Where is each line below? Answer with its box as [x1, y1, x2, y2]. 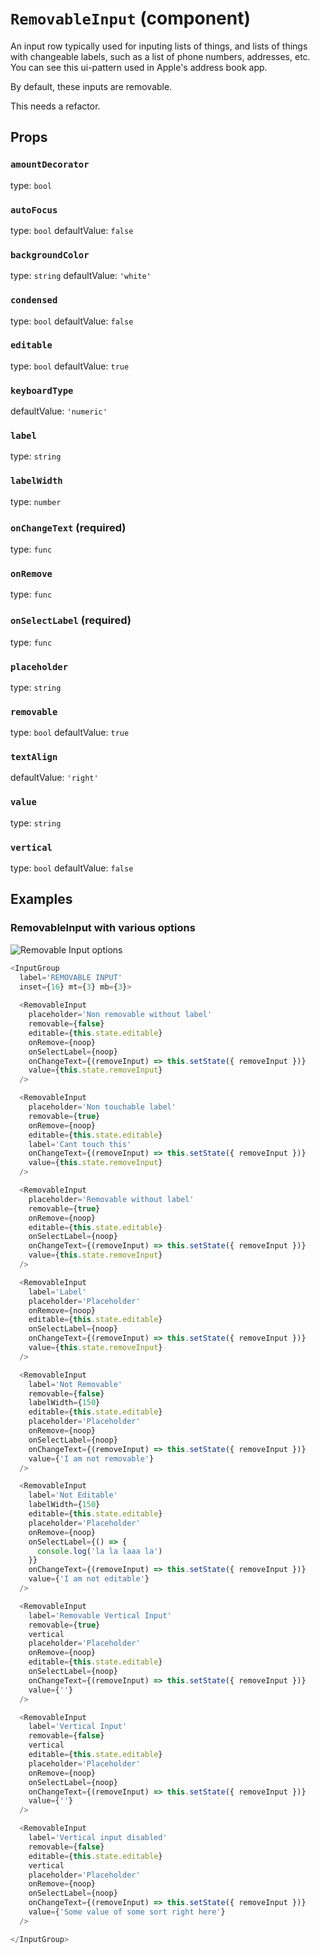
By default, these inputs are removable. [10, 80, 173, 92]
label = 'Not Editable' [28, 1490, 118, 1501]
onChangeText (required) [10, 520, 127, 534]
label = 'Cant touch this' [28, 1139, 132, 1149]
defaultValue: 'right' [10, 772, 99, 784]
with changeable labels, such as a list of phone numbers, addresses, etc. [10, 50, 311, 62]
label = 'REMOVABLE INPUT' [19, 972, 123, 982]
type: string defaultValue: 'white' [10, 270, 152, 282]
